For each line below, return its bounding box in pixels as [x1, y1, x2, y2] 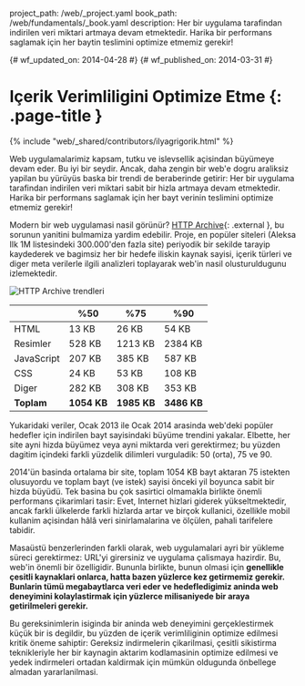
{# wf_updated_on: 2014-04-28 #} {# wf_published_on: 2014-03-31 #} [9, 55, 273, 65]
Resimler [14, 337, 52, 350]
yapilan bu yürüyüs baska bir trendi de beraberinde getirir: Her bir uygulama [9, 172, 295, 183]
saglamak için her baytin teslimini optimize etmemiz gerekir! [9, 36, 234, 47]
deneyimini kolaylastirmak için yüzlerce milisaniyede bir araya [9, 590, 250, 601]
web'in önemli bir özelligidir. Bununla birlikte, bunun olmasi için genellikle [9, 561, 284, 572]
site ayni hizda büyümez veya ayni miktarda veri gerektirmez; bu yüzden [9, 439, 280, 450]
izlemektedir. [9, 268, 57, 279]
